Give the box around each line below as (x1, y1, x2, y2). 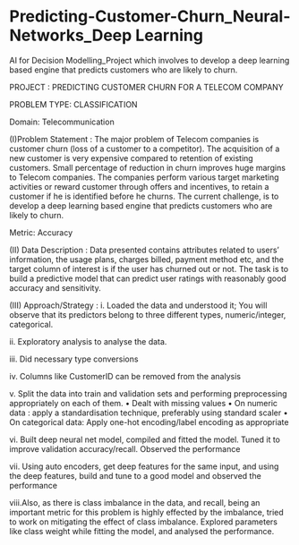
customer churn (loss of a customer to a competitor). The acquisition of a (9, 143, 280, 154)
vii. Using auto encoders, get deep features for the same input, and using (9, 461, 279, 472)
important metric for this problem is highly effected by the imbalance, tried (9, 507, 284, 517)
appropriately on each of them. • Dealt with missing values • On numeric (9, 397, 278, 408)
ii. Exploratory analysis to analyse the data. (9, 336, 167, 346)
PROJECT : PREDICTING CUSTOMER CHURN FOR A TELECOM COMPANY (9, 81, 284, 92)
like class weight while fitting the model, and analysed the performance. (9, 525, 275, 536)
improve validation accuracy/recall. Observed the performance (9, 443, 241, 454)
